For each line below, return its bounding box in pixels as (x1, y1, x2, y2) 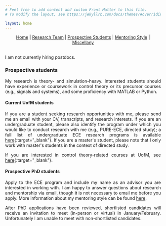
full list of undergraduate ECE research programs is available (5, 132, 161, 137)
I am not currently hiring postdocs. (5, 54, 76, 60)
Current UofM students (5, 100, 54, 106)
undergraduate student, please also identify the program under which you (5, 121, 161, 127)
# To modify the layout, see (5, 12, 65, 17)
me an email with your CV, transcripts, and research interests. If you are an (5, 116, 161, 122)
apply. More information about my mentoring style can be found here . (5, 195, 147, 201)
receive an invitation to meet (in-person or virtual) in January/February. (5, 210, 161, 216)
